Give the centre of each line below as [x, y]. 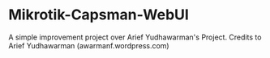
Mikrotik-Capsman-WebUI [99, 15]
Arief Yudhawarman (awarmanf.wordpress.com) [89, 45]
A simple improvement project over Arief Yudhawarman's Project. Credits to [135, 37]
